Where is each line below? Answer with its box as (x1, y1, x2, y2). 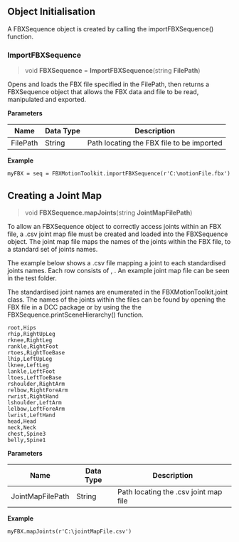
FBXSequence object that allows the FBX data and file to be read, (7, 88, 199, 96)
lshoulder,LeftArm (7, 399, 62, 406)
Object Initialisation (7, 6, 96, 18)
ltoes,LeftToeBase (7, 374, 62, 381)
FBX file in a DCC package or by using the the (7, 302, 142, 311)
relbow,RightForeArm (7, 387, 69, 394)
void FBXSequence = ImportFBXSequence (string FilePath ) (24, 66, 201, 75)
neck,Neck (7, 424, 37, 431)
